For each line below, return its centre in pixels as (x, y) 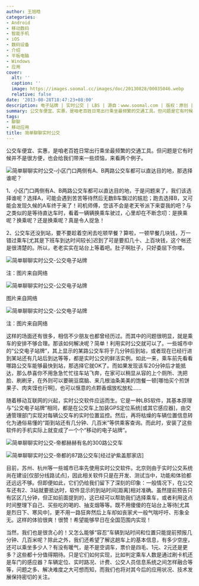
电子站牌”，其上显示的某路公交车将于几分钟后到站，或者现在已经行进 (108, 351)
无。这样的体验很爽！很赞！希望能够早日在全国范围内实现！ (79, 520)
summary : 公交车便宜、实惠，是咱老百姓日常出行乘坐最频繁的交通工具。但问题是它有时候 (100, 111)
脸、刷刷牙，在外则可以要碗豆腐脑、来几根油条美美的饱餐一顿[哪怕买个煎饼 (98, 380)
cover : (14, 72)
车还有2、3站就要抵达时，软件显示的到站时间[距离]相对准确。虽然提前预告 (97, 490)
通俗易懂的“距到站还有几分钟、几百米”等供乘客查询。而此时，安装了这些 (104, 422)
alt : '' (21, 78)
